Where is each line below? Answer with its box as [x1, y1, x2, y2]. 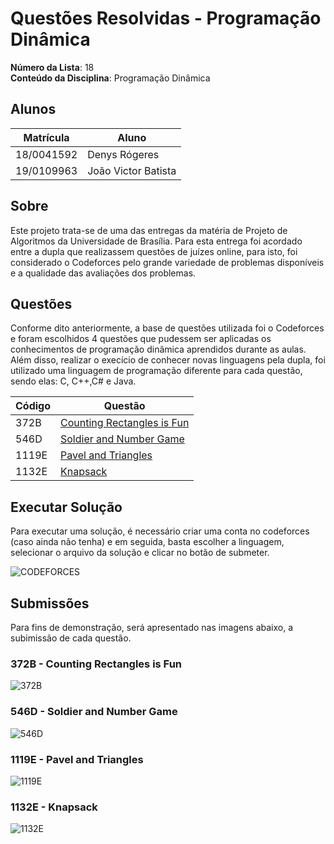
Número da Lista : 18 [10, 61, 95, 73]
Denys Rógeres [87, 147, 160, 161]
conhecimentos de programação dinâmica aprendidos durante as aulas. [10, 343, 307, 356]
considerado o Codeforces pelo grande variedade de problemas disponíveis [10, 256, 325, 268]
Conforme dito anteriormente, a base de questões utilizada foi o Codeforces [10, 322, 325, 334]
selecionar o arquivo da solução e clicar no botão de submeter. [10, 547, 270, 559]
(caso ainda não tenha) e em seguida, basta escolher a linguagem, [10, 536, 285, 548]
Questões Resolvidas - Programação [10, 7, 322, 30]
